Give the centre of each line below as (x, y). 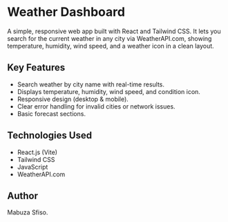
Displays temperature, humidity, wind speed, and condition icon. (108, 91)
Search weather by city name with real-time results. (91, 84)
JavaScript (32, 167)
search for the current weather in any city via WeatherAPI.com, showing (110, 38)
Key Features (36, 67)
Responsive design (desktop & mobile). (73, 99)
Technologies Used (49, 136)
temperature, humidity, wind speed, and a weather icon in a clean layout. (111, 46)
